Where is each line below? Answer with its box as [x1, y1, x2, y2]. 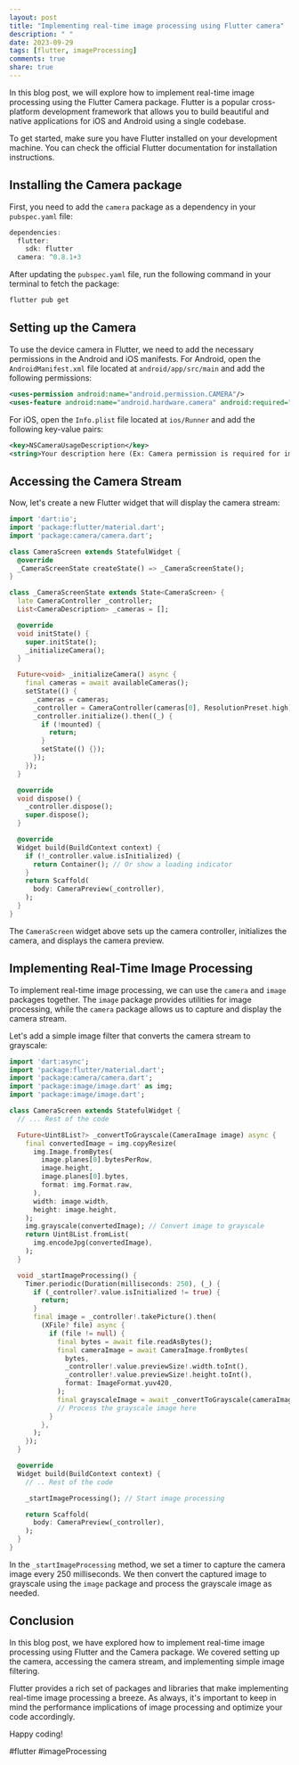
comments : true [9, 54, 66, 63]
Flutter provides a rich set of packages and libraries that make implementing [9, 1682, 289, 1694]
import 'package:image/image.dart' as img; [9, 1082, 174, 1091]
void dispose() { [17, 794, 82, 803]
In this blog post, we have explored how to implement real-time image [9, 1637, 265, 1647]
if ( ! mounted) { [41, 719, 101, 729]
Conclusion [9, 1613, 75, 1629]
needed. [9, 1588, 40, 1598]
